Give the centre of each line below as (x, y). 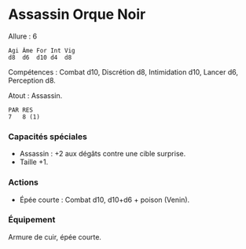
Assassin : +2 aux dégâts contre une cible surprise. (103, 154)
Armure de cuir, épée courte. (55, 236)
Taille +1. (34, 162)
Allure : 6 (23, 36)
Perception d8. (32, 80)
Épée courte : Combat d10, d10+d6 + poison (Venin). (105, 200)
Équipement (32, 220)
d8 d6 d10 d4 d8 (40, 57)
